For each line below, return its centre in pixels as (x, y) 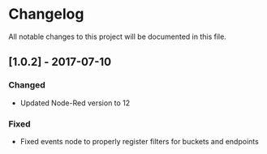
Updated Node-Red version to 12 (75, 103)
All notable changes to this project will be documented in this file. (118, 36)
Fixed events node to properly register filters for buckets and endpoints (140, 141)
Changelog (46, 14)
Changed (27, 85)
